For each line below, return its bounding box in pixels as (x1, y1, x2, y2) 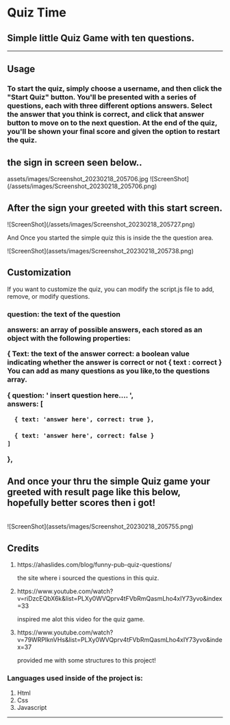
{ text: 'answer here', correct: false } (14, 432, 155, 440)
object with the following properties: (7, 334, 131, 343)
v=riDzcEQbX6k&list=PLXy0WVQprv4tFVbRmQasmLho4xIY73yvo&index (16, 595, 222, 603)
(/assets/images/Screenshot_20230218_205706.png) (7, 182, 157, 190)
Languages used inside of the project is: (7, 674, 144, 683)
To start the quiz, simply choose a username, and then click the (7, 84, 222, 93)
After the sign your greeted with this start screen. (7, 202, 223, 214)
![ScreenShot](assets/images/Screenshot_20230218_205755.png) (7, 522, 194, 531)
